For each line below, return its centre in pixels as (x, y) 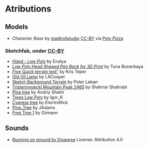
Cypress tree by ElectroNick (40, 103)
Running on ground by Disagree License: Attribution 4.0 (67, 140)
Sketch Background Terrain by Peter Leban (55, 82)
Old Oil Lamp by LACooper (38, 77)
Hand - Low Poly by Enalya (39, 61)
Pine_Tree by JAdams (34, 108)
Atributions (28, 9)
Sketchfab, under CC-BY (35, 51)
